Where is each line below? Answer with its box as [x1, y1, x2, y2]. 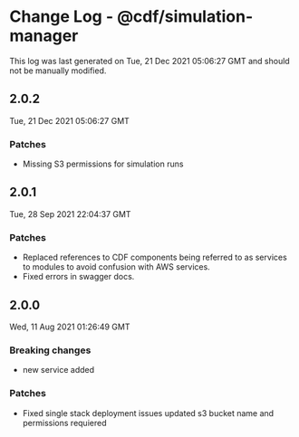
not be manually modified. [9, 65, 107, 76]
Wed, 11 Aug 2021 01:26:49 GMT [9, 321, 130, 332]
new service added [22, 365, 95, 375]
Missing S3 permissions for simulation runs [22, 158, 184, 169]
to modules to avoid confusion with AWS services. [22, 261, 210, 272]
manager [9, 25, 79, 46]
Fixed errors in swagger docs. [22, 271, 135, 282]
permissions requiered [22, 417, 107, 428]
